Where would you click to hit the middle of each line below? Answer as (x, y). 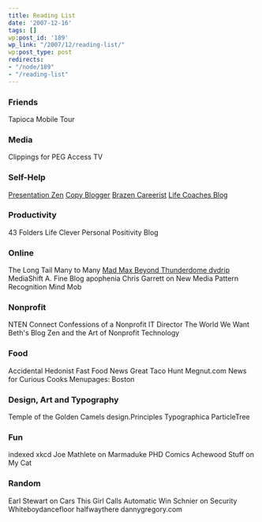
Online (21, 252)
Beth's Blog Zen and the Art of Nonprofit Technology (94, 333)
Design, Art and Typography (64, 399)
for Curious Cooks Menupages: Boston (71, 379)
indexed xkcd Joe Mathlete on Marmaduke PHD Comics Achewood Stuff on (131, 455)
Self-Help (27, 177)
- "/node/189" (32, 67)
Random (24, 483)
